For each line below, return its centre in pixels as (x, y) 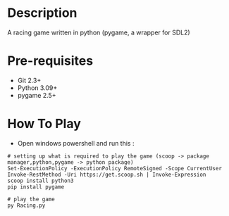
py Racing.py (26, 205)
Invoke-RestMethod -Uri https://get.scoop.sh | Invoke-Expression (107, 174)
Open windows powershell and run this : (76, 143)
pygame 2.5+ (37, 95)
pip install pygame (36, 187)
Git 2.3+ (29, 80)
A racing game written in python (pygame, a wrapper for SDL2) (99, 32)
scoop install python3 (41, 181)
